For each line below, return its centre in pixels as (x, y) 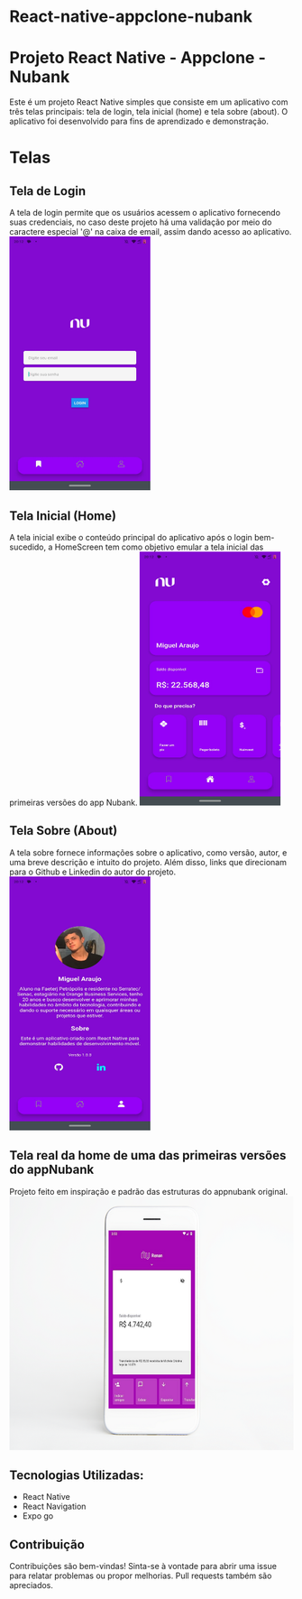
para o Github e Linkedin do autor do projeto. (93, 872)
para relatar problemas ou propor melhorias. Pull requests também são (141, 1576)
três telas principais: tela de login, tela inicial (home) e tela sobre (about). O (149, 112)
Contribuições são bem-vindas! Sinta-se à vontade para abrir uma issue (143, 1567)
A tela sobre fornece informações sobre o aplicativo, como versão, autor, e (148, 852)
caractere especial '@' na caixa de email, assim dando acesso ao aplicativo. (151, 232)
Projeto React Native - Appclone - (137, 58)
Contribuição (47, 1544)
